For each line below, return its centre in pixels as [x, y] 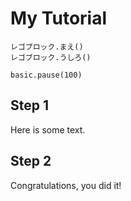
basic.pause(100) [46, 75]
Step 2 [31, 161]
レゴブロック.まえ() [47, 47]
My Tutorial [59, 18]
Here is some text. [48, 129]
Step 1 [30, 105]
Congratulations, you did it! [66, 185]
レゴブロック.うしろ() [51, 57]
